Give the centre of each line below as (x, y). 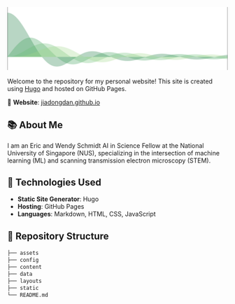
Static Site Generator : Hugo (58, 199)
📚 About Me (35, 125)
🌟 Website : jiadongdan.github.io (54, 102)
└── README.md (28, 295)
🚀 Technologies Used (54, 182)
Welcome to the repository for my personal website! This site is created (110, 81)
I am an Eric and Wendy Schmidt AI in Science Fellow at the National (106, 145)
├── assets (23, 253)
